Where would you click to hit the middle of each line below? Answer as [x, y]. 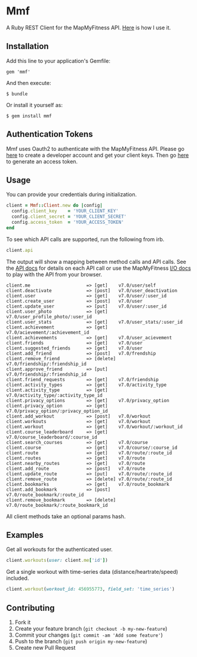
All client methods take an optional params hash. [66, 516]
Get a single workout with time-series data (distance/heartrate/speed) [92, 572]
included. [18, 578]
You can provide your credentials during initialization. [72, 194]
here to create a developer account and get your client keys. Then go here [98, 155]
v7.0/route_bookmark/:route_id [45, 495]
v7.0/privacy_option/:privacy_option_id [57, 411]
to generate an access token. [42, 161]
